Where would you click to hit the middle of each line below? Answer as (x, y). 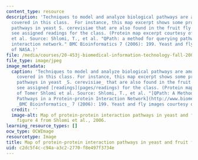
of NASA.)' (25, 50)
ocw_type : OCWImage (30, 132)
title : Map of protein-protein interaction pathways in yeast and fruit (97, 142)
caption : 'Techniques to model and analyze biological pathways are (97, 72)
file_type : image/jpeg (34, 60)
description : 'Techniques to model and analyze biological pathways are (97, 17)
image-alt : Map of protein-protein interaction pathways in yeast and (100, 115)
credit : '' (25, 110)
